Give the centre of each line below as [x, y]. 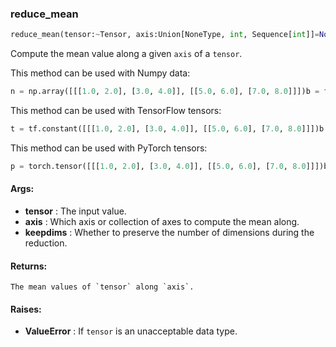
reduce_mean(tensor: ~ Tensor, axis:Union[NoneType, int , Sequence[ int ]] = [165, 35]
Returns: [29, 266]
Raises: [26, 309]
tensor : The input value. [75, 211]
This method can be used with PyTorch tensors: [109, 148]
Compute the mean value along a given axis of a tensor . [126, 54]
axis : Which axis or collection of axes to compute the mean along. [162, 221]
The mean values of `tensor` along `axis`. [102, 287]
